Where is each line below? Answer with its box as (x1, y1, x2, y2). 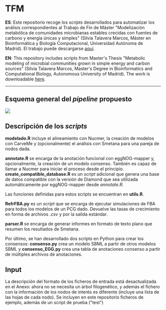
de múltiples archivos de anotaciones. (5, 251, 83, 257)
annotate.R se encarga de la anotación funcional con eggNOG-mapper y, (5, 155, 155, 161)
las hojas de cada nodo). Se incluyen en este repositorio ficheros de (5, 294, 144, 300)
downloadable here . (5, 76, 46, 82)
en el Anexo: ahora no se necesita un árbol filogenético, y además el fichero (5, 284, 160, 290)
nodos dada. (5, 146, 31, 152)
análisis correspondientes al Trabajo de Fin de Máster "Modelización (5, 24, 145, 30)
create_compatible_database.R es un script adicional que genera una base (5, 171, 160, 177)
